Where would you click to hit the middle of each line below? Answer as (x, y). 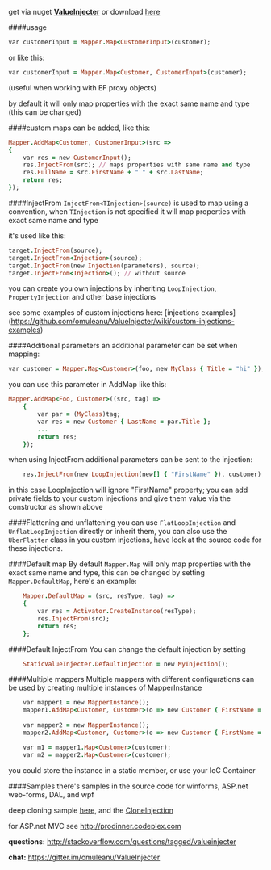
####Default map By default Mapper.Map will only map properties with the (130, 564)
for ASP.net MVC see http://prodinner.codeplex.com (95, 826)
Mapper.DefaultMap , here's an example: (73, 582)
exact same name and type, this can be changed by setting (107, 573)
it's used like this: (37, 235)
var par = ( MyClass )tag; (79, 414)
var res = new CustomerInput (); (77, 158)
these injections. (35, 548)
